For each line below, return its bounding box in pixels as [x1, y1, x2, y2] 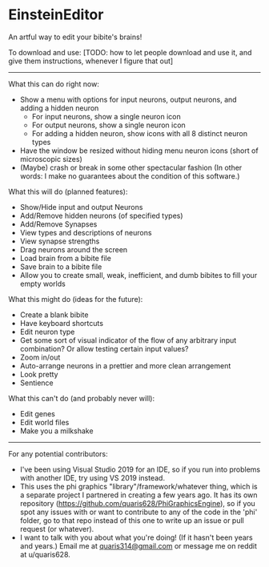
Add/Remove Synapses [19, 219, 98, 229]
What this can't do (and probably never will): [8, 393, 155, 403]
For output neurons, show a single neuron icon [31, 120, 186, 130]
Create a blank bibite [19, 310, 89, 320]
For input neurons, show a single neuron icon [31, 111, 182, 121]
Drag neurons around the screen [19, 244, 128, 254]
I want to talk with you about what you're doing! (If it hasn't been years [19, 533, 254, 542]
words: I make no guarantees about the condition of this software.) [19, 171, 240, 181]
